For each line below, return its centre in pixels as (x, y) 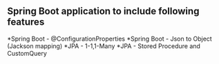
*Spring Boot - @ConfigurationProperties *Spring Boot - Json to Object (109, 39)
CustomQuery (27, 53)
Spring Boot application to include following (103, 11)
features (26, 22)
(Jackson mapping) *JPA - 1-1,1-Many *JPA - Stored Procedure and (104, 46)
